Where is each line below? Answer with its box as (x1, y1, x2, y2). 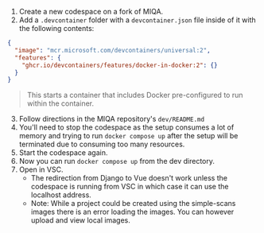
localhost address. (30, 190, 92, 200)
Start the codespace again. (18, 148, 108, 157)
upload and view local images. (30, 216, 130, 225)
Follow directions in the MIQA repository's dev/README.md (18, 115, 204, 124)
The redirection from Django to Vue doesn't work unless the (30, 173, 228, 183)
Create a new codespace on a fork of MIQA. (18, 7, 164, 16)
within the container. (26, 99, 95, 108)
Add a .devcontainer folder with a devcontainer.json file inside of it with (18, 15, 256, 25)
